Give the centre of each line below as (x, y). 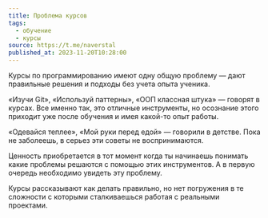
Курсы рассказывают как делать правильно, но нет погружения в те (126, 188)
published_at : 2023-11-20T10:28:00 (68, 53)
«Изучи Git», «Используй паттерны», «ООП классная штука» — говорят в (134, 99)
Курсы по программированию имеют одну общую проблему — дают (127, 75)
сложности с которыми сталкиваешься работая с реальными (114, 197)
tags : (17, 23)
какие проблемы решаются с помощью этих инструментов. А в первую (132, 164)
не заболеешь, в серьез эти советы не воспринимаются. (106, 140)
